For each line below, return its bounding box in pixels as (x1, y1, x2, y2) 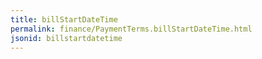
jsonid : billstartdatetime (10, 33, 123, 43)
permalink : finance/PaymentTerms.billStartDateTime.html (10, 24, 253, 34)
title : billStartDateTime (10, 14, 118, 25)
